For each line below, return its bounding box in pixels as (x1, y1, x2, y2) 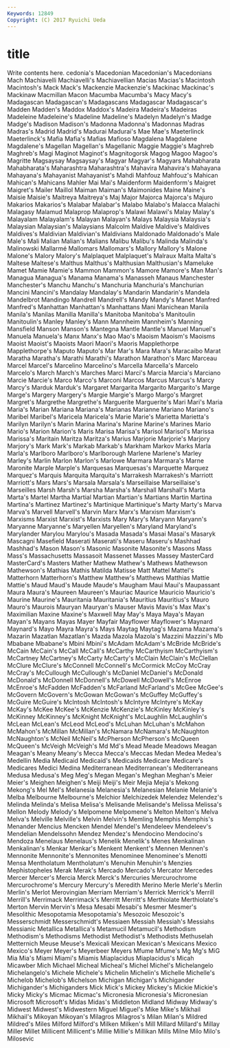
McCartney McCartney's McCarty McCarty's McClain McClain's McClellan (7, 654, 218, 662)
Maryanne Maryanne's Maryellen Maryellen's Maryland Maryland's (7, 523, 197, 531)
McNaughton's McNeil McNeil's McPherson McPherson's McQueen (7, 735, 199, 743)
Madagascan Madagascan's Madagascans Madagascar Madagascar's (7, 98, 207, 107)
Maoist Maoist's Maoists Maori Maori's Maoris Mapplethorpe (7, 339, 180, 348)
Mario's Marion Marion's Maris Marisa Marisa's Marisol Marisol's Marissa (7, 428, 215, 436)
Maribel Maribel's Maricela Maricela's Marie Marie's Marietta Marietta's (7, 412, 209, 421)
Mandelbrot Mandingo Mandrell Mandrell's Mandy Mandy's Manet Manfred (7, 295, 220, 304)
